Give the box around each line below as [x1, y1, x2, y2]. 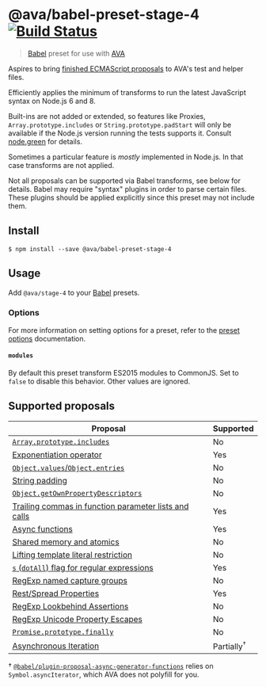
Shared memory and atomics [12, 536, 120, 548]
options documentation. [8, 334, 86, 343]
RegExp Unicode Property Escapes [12, 613, 142, 624]
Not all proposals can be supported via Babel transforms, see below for [8, 176, 241, 185]
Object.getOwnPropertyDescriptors [12, 489, 142, 498]
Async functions [12, 523, 73, 534]
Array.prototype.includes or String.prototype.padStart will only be [8, 120, 232, 129]
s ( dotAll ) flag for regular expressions [12, 562, 154, 573]
